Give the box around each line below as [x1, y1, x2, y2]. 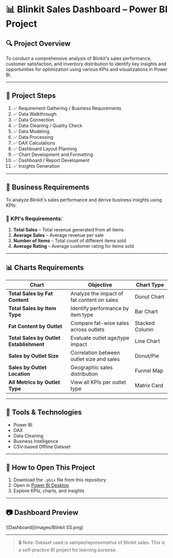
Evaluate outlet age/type [70, 334, 130, 341]
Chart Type [136, 281, 164, 288]
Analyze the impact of [70, 290, 124, 297]
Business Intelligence [13, 438, 59, 444]
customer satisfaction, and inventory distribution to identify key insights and [6, 61, 166, 67]
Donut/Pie [134, 352, 159, 359]
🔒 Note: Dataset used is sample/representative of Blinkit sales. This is [18, 539, 165, 546]
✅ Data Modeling [13, 128, 50, 134]
